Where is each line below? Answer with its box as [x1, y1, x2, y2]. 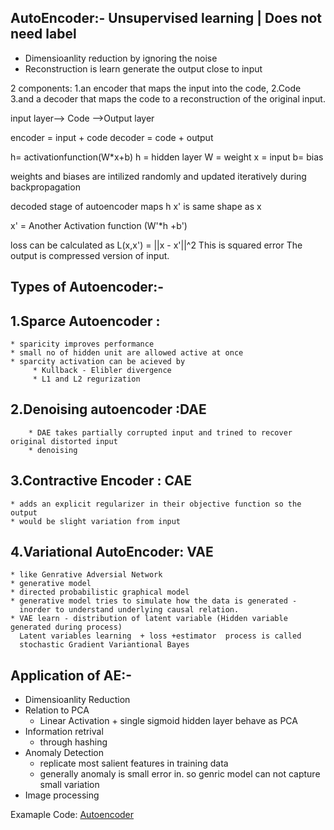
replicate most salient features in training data [39, 757, 229, 770]
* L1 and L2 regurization [32, 374, 141, 385]
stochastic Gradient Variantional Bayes [19, 640, 190, 650]
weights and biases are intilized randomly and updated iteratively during [10, 170, 307, 182]
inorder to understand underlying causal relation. [19, 605, 240, 615]
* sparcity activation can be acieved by [10, 357, 186, 367]
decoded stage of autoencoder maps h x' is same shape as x [10, 200, 262, 212]
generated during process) [10, 622, 123, 633]
